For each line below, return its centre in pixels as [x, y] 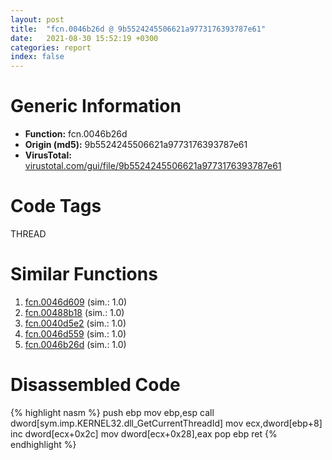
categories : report [51, 47]
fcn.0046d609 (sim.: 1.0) [76, 302]
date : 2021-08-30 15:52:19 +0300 [84, 38]
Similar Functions [84, 274]
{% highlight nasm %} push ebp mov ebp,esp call [112, 412]
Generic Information [96, 106]
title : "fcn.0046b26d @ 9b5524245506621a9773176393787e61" [138, 29]
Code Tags [56, 206]
